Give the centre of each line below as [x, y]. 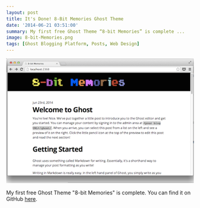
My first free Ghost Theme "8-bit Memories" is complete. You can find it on [99, 193]
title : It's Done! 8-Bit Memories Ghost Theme [65, 19]
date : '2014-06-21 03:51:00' [42, 25]
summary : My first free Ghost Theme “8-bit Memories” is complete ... [96, 31]
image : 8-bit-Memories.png [40, 38]
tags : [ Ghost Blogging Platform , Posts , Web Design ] [73, 44]
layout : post [22, 12]
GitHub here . [22, 199]
